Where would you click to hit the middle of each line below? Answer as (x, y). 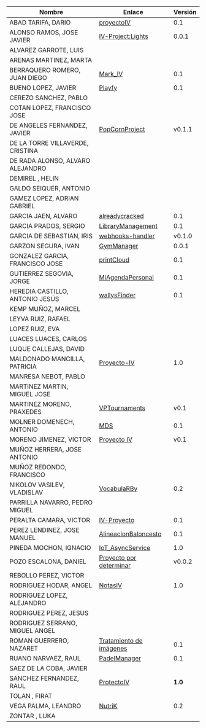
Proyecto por (118, 558)
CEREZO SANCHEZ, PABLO (48, 98)
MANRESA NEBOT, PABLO (48, 376)
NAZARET (24, 648)
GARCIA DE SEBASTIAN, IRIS (51, 236)
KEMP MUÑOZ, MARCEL (45, 309)
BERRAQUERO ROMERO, (45, 70)
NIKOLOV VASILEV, (37, 485)
